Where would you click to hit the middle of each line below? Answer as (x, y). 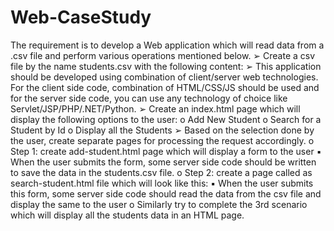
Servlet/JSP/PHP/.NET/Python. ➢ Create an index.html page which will (155, 108)
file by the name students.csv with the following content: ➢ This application (166, 66)
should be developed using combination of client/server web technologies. (164, 77)
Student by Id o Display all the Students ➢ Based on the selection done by (162, 130)
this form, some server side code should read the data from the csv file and (166, 193)
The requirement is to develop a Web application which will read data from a (167, 45)
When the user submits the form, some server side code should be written (163, 162)
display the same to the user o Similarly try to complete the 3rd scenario (159, 204)
